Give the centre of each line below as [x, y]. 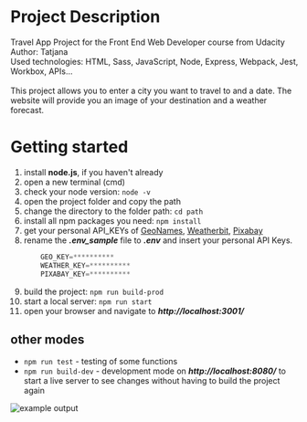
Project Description [85, 17]
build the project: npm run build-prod [93, 291]
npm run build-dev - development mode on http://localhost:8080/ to [155, 371]
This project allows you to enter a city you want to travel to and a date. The [151, 90]
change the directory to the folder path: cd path [113, 211]
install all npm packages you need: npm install [112, 220]
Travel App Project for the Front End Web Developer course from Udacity [148, 42]
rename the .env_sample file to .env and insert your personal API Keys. [158, 240]
